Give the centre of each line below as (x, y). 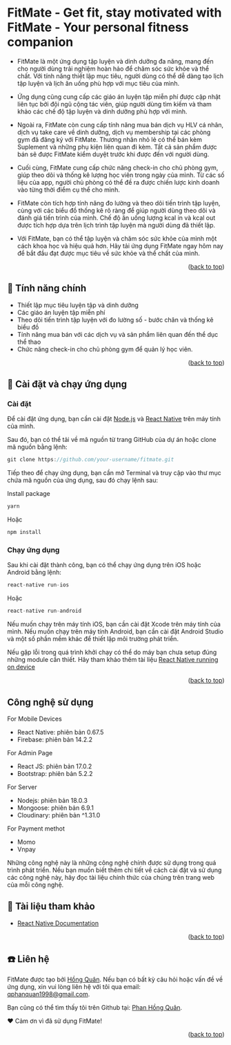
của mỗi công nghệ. (36, 885)
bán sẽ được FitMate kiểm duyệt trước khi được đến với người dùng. (113, 154)
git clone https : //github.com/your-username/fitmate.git (91, 460)
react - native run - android (44, 611)
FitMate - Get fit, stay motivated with (114, 13)
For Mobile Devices (34, 719)
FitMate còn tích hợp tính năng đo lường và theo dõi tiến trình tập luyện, (119, 203)
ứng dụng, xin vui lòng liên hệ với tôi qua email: (74, 986)
